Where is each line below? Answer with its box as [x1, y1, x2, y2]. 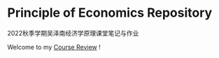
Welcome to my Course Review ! [7, 43, 101, 51]
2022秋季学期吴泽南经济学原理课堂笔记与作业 [7, 29, 139, 37]
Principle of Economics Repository [7, 5, 213, 21]
